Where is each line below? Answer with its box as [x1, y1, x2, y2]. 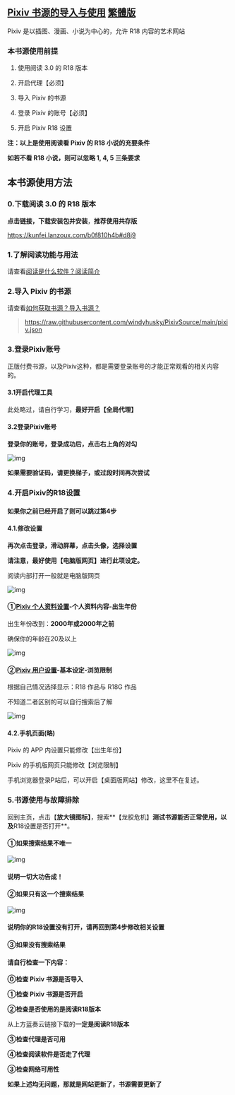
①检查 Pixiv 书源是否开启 [7, 990, 83, 998]
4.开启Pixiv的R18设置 [7, 488, 80, 498]
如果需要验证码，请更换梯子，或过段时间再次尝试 [7, 468, 150, 477]
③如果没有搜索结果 [7, 940, 66, 949]
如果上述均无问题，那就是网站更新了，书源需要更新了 [7, 1080, 162, 1089]
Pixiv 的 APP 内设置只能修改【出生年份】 [7, 746, 126, 754]
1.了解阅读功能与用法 [7, 249, 78, 259]
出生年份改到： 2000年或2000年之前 [7, 620, 115, 628]
